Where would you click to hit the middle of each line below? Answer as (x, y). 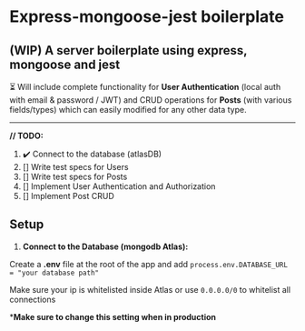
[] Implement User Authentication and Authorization (119, 186)
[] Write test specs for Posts (75, 176)
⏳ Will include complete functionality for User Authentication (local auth (145, 87)
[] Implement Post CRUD (69, 196)
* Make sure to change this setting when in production (113, 316)
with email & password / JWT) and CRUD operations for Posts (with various (151, 100)
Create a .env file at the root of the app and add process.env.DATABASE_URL (149, 264)
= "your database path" (54, 273)
